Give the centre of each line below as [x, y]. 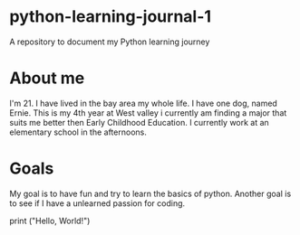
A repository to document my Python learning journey [110, 42]
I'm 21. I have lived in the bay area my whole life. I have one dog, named [144, 103]
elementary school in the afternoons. [78, 132]
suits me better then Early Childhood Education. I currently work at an [139, 122]
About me [47, 78]
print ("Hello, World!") [50, 221]
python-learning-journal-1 [110, 17]
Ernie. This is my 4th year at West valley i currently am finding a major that [148, 113]
